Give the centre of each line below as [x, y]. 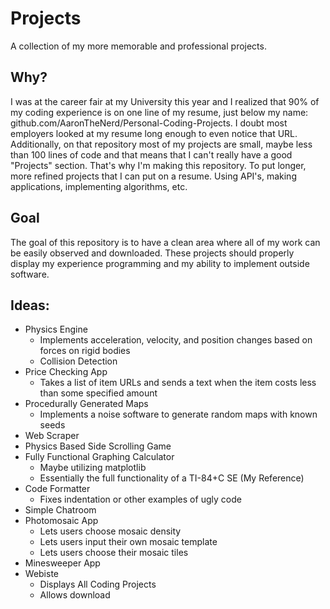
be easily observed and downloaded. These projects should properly [152, 253]
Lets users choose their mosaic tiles [114, 553]
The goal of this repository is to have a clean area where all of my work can [165, 242]
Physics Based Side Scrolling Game [98, 446]
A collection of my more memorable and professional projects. [138, 46]
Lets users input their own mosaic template [128, 542]
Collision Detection [78, 361]
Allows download [75, 595]
